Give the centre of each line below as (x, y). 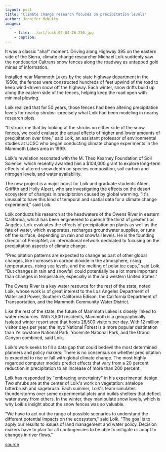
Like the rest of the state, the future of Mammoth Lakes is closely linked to (81, 311)
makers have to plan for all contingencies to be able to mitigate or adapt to (81, 429)
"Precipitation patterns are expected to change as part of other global (76, 255)
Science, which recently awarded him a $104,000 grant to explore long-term (83, 163)
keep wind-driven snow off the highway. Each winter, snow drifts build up (80, 87)
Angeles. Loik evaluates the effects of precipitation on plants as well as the (81, 225)
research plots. (21, 118)
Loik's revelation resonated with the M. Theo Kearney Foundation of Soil (79, 158)
